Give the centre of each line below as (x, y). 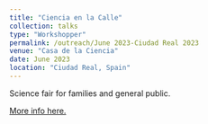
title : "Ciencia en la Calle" (66, 18)
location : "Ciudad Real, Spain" (70, 68)
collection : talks (44, 26)
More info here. (38, 111)
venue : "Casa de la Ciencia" (64, 51)
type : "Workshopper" (48, 34)
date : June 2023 (40, 59)
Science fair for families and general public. (90, 93)
